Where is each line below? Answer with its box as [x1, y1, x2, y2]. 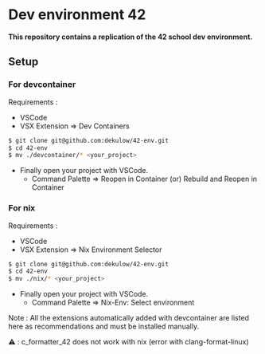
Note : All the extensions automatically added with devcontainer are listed [8, 313, 249, 323]
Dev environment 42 [8, 6, 146, 24]
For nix [8, 203, 36, 214]
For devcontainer [8, 79, 76, 90]
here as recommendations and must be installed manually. [8, 321, 200, 332]
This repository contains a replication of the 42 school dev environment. [8, 32, 253, 41]
